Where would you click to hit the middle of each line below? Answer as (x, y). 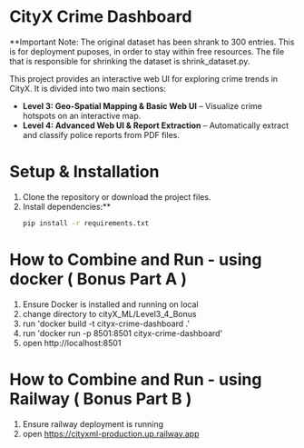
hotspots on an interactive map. (82, 115)
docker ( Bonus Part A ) (98, 279)
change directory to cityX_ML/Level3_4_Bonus (109, 314)
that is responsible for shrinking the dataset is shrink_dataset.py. (130, 61)
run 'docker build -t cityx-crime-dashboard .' (106, 324)
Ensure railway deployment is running (93, 423)
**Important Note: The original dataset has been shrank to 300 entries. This (152, 42)
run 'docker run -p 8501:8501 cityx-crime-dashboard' (123, 333)
